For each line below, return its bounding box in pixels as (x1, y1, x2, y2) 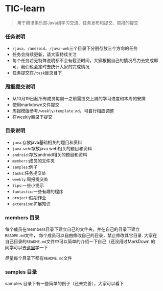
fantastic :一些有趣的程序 (12, 188, 64, 194)
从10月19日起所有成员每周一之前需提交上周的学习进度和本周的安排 (12, 95, 146, 101)
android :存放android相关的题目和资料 (12, 152, 88, 158)
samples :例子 (12, 164, 38, 170)
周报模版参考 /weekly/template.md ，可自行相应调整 (12, 107, 114, 113)
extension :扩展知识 (12, 201, 51, 207)
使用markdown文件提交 (12, 102, 60, 107)
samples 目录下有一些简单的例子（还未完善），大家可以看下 (5, 281, 124, 287)
